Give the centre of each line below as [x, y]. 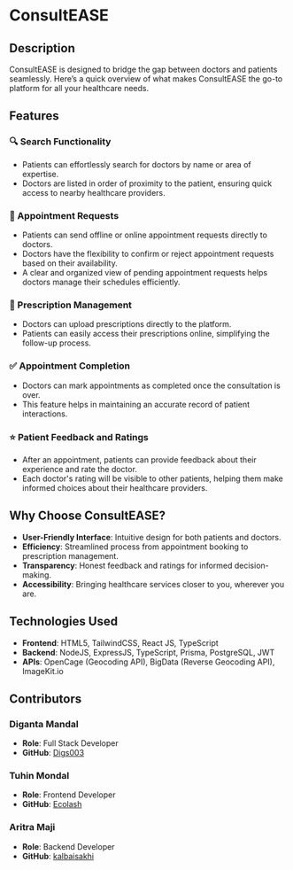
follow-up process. [56, 343]
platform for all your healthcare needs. [79, 88]
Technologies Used [63, 621]
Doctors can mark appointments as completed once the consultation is [151, 385]
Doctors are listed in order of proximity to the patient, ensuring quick [147, 183]
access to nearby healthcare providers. [93, 192]
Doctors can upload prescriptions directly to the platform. [127, 324]
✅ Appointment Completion [70, 366]
